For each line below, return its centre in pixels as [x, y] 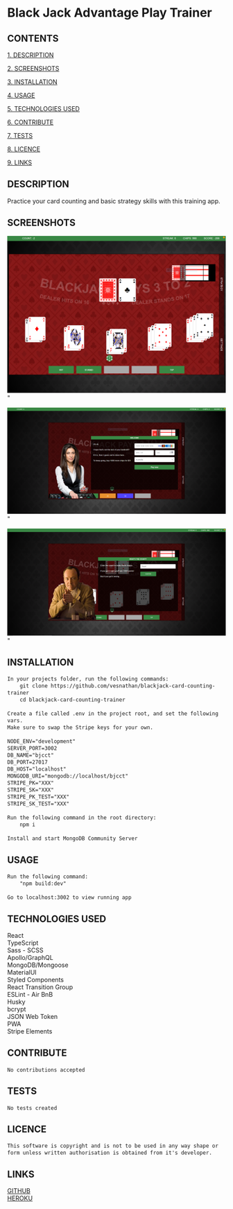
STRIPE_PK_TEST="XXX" [38, 797]
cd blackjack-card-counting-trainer [73, 700]
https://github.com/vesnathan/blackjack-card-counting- [133, 686]
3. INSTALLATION [32, 82]
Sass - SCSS [25, 950]
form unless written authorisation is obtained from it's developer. [110, 1153]
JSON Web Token [33, 1017]
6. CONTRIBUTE [31, 122]
